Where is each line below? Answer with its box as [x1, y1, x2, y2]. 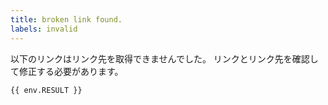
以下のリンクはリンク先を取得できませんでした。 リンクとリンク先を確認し [10, 52, 319, 65]
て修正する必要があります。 [10, 65, 124, 77]
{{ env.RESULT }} [10, 85, 83, 95]
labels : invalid [10, 24, 78, 34]
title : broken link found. [10, 14, 123, 25]
